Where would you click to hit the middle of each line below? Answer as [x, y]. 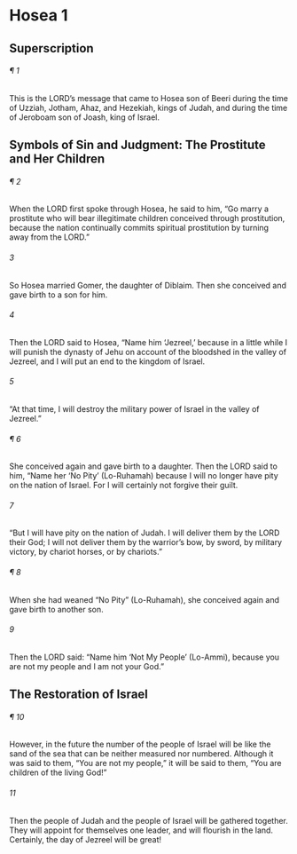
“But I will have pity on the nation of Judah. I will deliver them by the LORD [145, 533]
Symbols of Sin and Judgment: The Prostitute [137, 145]
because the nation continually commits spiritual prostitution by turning [139, 228]
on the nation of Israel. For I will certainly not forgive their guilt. [124, 486]
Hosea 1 [39, 16]
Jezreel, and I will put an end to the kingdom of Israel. [107, 361]
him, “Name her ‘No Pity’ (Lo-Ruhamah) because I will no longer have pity [144, 476]
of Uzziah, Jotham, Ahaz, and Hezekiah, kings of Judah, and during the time [148, 107]
